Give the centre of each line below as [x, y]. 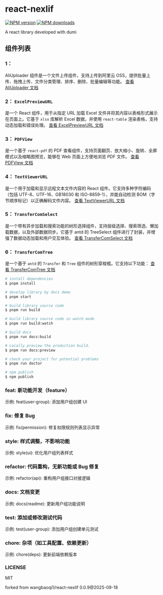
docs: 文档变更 [22, 492]
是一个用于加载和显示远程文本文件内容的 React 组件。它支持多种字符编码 [78, 188]
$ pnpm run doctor [24, 363]
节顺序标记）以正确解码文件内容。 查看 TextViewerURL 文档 [65, 200]
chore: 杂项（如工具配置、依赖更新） [48, 543]
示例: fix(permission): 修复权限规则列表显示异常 [53, 427]
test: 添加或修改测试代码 [34, 517]
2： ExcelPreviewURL [29, 101]
